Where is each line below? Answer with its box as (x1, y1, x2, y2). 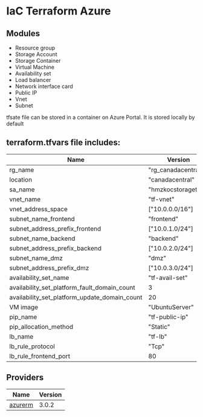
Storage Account (14, 51, 57, 58)
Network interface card (14, 83, 74, 90)
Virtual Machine (14, 63, 54, 71)
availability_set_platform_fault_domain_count (9, 283, 136, 291)
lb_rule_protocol (9, 342, 56, 351)
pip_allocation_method (9, 322, 74, 331)
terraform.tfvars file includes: (6, 138, 121, 148)
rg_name (9, 165, 34, 174)
